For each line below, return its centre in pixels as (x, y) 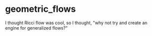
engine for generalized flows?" (36, 28)
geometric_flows (40, 9)
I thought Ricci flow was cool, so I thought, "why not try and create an (76, 23)
